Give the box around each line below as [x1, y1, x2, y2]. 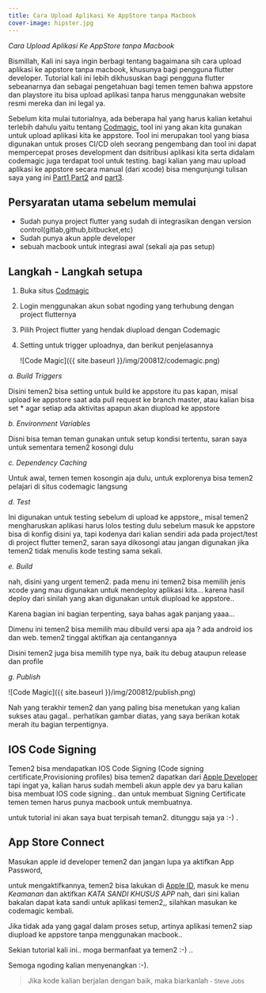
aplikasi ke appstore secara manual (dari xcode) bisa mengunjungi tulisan [8, 164, 248, 174]
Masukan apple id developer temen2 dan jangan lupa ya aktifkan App [8, 857, 234, 866]
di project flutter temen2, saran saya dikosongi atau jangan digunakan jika [8, 538, 249, 547]
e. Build [8, 562, 33, 571]
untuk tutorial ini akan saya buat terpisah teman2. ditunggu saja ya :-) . [8, 812, 239, 822]
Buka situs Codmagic [19, 286, 89, 296]
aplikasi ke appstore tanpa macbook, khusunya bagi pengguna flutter [8, 64, 234, 74]
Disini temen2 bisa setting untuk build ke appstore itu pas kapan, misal [8, 386, 238, 397]
